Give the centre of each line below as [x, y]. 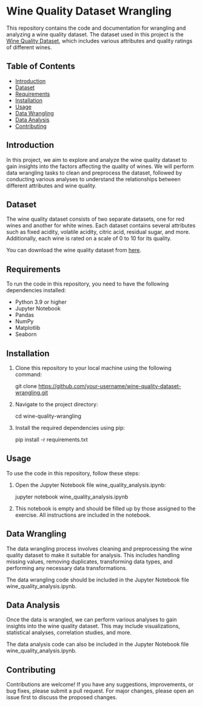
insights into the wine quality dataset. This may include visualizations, [93, 626]
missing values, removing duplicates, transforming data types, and [89, 561]
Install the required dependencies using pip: [70, 428]
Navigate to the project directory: [56, 404]
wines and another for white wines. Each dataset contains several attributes [101, 226]
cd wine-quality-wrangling [48, 416]
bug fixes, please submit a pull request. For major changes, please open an [100, 691]
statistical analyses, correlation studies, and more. [69, 632]
